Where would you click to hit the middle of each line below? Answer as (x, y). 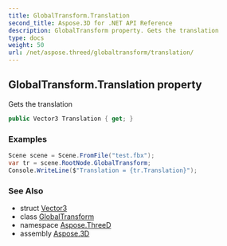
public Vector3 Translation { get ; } (71, 119)
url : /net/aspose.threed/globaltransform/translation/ (101, 53)
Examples (28, 139)
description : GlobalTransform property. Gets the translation (113, 30)
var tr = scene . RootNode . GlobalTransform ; (80, 163)
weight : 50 (26, 45)
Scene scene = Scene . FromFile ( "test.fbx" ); (82, 155)
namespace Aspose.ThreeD (65, 225)
